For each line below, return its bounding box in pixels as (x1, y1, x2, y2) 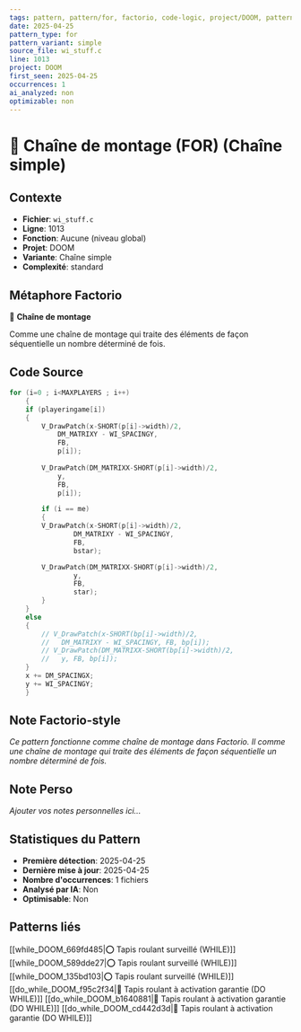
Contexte (9, 190, 63, 205)
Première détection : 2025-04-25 (21, 855, 146, 867)
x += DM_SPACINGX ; (25, 671, 94, 680)
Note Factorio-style (9, 713, 121, 728)
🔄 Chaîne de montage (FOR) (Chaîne (9, 136, 283, 155)
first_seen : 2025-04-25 (9, 72, 99, 81)
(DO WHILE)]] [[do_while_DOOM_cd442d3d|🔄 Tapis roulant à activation (9, 1002, 273, 1013)
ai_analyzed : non (9, 88, 74, 97)
